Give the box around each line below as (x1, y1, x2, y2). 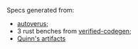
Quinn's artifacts (16, 34, 66, 43)
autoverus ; (16, 20, 49, 27)
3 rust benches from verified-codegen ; (16, 27, 132, 35)
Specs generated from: (6, 6, 75, 14)
